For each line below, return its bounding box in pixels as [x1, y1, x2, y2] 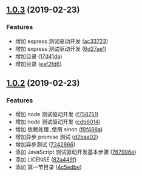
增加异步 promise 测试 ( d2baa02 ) [15, 133, 98, 141]
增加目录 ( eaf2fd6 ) [15, 60, 62, 67]
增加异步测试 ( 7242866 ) [15, 141, 76, 148]
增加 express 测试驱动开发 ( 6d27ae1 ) [15, 45, 107, 52]
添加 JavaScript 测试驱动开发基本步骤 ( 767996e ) [15, 148, 137, 156]
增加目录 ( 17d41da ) [15, 53, 63, 60]
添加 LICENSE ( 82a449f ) [15, 156, 77, 163]
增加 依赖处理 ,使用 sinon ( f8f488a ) [15, 126, 103, 133]
